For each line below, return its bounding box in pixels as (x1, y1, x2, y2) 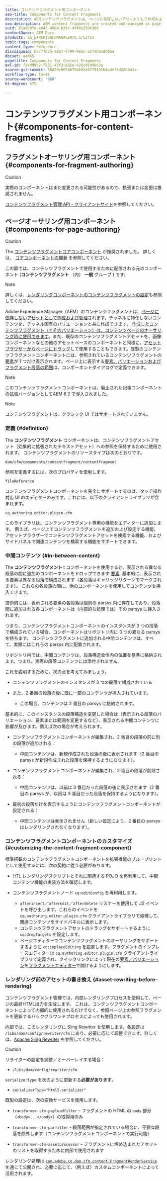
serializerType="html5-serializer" (12, 1088, 86, 1092)
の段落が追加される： (12, 740, 56, 746)
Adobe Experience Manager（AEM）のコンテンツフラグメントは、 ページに (5, 309, 159, 315)
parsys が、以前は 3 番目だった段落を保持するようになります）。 (29, 791, 162, 797)
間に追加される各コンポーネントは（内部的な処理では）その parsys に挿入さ (5, 606, 161, 612)
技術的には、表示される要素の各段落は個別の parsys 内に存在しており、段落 (5, 600, 161, 606)
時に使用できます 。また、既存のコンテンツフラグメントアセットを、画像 (13, 334, 162, 340)
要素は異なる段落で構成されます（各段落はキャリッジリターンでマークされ (9, 577, 162, 583)
